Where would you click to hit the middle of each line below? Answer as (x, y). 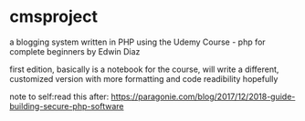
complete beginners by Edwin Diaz (75, 51)
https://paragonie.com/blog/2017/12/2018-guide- (203, 96)
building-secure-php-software (67, 106)
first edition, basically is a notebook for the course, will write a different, (144, 69)
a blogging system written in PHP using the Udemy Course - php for (138, 42)
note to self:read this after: (59, 96)
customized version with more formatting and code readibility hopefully (144, 78)
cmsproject (54, 17)
